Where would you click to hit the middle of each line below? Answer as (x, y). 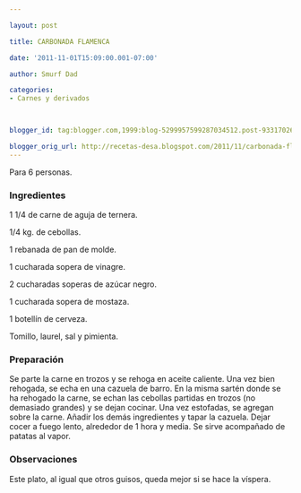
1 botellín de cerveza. (48, 319)
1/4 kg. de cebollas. (45, 232)
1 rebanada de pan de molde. (63, 250)
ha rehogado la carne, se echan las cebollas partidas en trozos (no (133, 398)
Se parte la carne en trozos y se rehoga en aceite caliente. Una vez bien (142, 379)
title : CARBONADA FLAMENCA (60, 41)
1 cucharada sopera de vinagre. (68, 267)
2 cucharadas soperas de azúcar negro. (83, 284)
